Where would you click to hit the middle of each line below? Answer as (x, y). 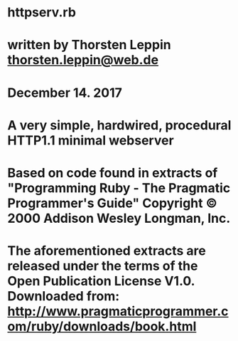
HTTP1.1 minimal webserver (91, 140)
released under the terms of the (103, 266)
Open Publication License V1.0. (101, 281)
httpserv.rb (42, 12)
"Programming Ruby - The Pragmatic (119, 188)
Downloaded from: (64, 297)
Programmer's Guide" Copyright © (113, 203)
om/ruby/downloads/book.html (102, 326)
